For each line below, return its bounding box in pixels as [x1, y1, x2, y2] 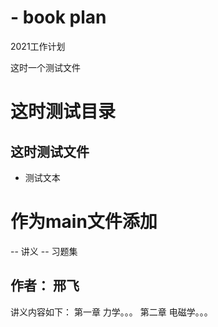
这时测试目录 [10, 101, 117, 123]
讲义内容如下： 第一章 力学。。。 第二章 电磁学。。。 [10, 306, 213, 318]
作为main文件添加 [10, 211, 158, 233]
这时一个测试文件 [10, 61, 81, 73]
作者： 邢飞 [10, 277, 80, 295]
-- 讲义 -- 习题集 [10, 245, 78, 257]
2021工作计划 [10, 40, 66, 52]
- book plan [10, 6, 107, 29]
